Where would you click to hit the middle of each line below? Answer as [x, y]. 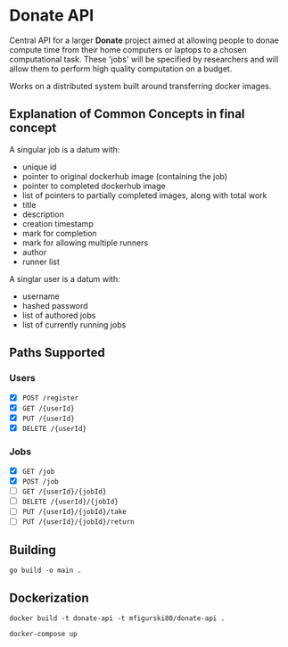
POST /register [50, 398]
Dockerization [49, 597]
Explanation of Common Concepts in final [127, 114]
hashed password [55, 305]
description [43, 214]
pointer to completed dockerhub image [94, 186]
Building [33, 550]
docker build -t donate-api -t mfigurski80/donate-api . [117, 618]
